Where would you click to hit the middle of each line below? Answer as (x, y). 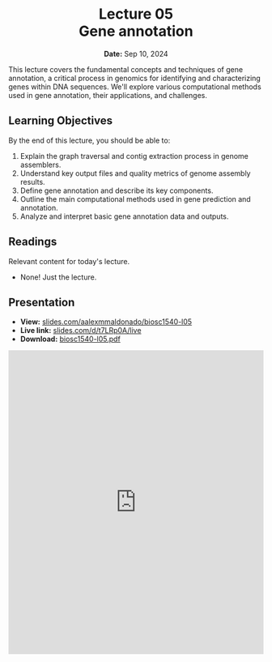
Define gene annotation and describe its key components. (117, 190)
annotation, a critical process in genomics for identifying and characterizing (134, 78)
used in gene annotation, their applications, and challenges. (108, 95)
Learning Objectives (61, 121)
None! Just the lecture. (58, 277)
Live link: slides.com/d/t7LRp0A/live (81, 331)
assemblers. (40, 164)
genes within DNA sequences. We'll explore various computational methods (135, 87)
